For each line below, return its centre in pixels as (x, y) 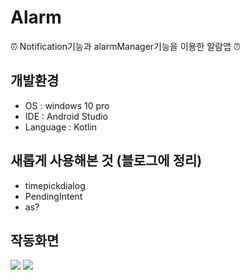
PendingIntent (53, 196)
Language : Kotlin (61, 127)
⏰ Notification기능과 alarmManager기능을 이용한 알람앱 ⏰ (125, 46)
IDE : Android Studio (66, 116)
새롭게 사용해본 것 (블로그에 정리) (106, 161)
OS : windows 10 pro (67, 105)
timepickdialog (55, 185)
